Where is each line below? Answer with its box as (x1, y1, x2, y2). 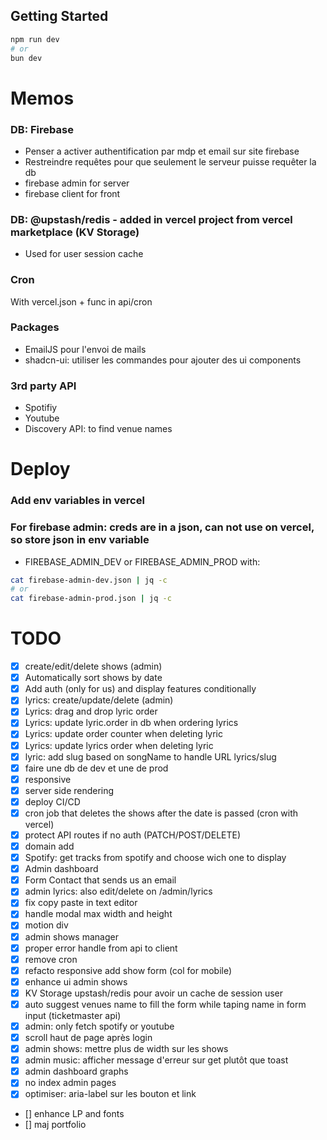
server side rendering (24, 784, 115, 796)
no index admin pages (24, 1077, 117, 1089)
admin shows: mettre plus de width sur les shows (24, 1043, 229, 1055)
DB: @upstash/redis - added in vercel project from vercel (10, 212, 293, 226)
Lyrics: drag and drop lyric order (24, 705, 158, 718)
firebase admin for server (24, 177, 130, 189)
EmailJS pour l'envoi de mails (24, 343, 147, 355)
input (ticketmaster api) (24, 1009, 122, 1021)
